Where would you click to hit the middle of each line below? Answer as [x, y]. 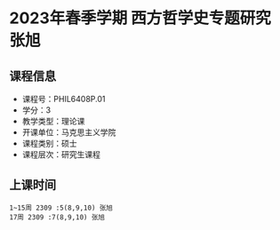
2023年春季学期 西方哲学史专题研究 [140, 18]
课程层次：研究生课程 [61, 155]
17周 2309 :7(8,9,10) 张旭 [57, 217]
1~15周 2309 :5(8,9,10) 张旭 [61, 208]
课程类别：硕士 [49, 143]
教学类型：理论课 [53, 121]
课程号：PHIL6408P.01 [64, 99]
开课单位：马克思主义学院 [69, 132]
